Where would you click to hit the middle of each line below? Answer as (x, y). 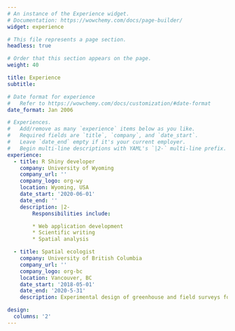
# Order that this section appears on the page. (79, 59)
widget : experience (36, 27)
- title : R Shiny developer (55, 162)
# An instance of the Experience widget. (69, 14)
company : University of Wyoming (67, 168)
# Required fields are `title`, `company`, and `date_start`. (103, 136)
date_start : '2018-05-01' (58, 284)
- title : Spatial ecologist (55, 252)
